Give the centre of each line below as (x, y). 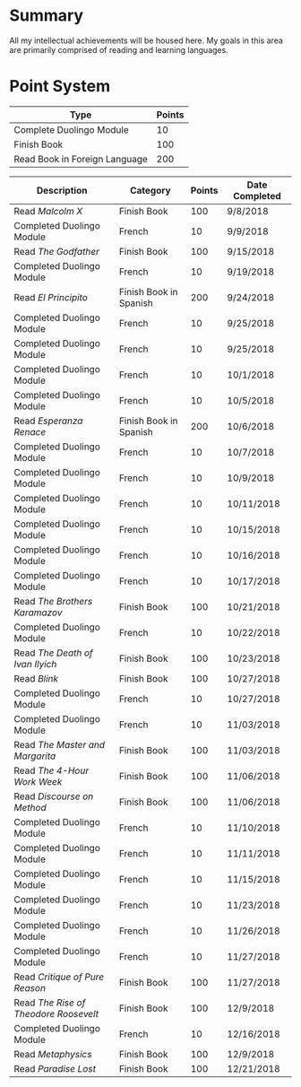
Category (150, 190)
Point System (60, 87)
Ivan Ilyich (35, 664)
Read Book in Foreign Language (81, 159)
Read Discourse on (54, 796)
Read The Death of (54, 653)
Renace (30, 431)
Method (30, 807)
